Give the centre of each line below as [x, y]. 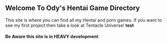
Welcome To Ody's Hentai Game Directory [73, 8]
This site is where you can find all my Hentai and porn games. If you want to [83, 20]
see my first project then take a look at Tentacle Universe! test [69, 25]
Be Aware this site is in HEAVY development [52, 37]
